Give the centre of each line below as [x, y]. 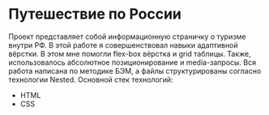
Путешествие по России [95, 14]
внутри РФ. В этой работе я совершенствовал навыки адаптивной [124, 45]
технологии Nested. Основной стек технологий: [91, 79]
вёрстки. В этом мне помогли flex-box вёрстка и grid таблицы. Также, [130, 53]
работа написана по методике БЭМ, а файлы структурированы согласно [135, 70]
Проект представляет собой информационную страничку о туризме [127, 36]
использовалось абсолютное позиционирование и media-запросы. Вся [132, 62]
